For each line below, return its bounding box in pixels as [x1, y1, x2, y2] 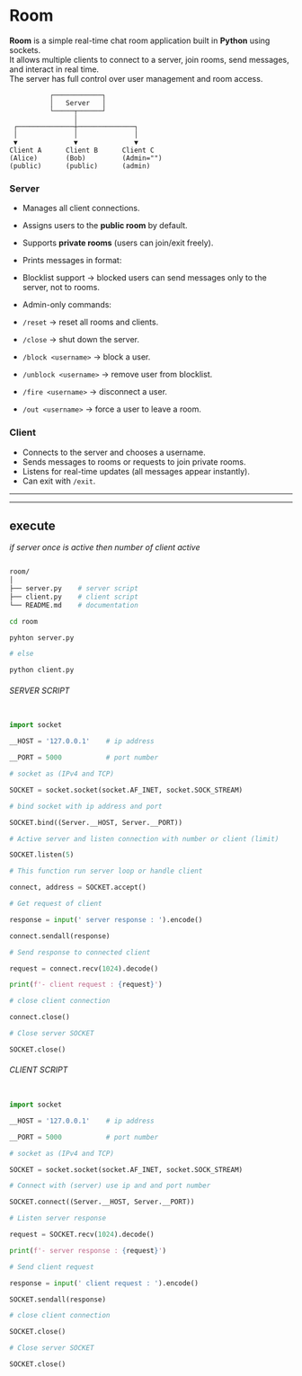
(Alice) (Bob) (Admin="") [9, 154, 164, 163]
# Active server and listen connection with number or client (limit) [9, 834, 280, 843]
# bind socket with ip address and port [9, 802, 164, 811]
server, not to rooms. [22, 282, 101, 293]
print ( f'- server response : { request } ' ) [9, 1246, 167, 1255]
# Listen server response [9, 1214, 106, 1223]
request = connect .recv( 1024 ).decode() [9, 963, 159, 973]
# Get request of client [9, 900, 102, 909]
